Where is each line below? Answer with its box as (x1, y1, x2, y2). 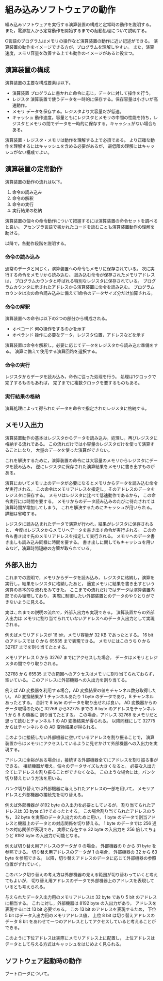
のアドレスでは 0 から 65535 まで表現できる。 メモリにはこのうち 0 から (5, 638, 151, 644)
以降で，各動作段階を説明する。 (5, 240, 69, 246)
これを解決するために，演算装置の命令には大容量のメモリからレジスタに (5, 457, 149, 463)
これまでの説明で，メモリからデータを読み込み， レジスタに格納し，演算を (5, 575, 155, 581)
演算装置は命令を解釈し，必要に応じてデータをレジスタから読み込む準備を (5, 342, 154, 348)
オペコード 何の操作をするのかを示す (12, 326, 86, 332)
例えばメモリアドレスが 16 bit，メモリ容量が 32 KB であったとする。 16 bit (5, 632, 154, 638)
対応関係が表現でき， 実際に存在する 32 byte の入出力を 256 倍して (13, 826, 149, 832)
